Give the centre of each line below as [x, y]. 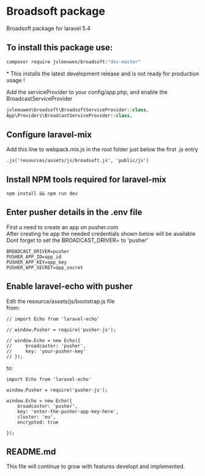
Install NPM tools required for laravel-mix [86, 179]
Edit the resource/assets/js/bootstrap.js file [61, 301]
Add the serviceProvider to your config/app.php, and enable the [87, 92]
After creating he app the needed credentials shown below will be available [101, 233]
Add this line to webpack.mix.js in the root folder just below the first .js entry [102, 149]
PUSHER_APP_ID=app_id [34, 257]
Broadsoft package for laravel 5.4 [48, 28]
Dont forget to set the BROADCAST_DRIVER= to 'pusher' [77, 240]
